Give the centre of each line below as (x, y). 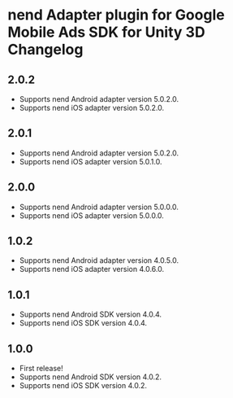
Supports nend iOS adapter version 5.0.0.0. (91, 215)
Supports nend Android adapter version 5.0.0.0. (99, 207)
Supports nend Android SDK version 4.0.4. (91, 314)
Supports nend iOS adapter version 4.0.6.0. (91, 269)
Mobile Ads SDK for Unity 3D (106, 32)
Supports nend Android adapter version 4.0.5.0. (99, 260)
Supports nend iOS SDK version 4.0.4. (83, 323)
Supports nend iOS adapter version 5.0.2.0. (92, 108)
